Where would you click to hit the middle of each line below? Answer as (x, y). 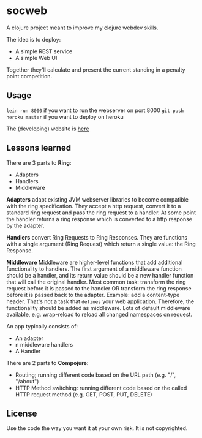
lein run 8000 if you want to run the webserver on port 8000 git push (95, 110)
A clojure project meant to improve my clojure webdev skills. (82, 28)
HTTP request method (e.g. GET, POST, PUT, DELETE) (84, 394)
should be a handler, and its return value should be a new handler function (100, 275)
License (22, 413)
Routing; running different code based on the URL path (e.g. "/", (95, 375)
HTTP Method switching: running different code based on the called (101, 388)
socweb (27, 11)
